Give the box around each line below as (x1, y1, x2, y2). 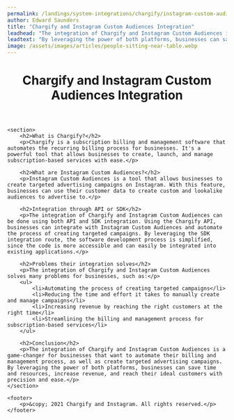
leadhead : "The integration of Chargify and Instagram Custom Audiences (7, 29, 223, 37)
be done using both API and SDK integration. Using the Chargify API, (7, 218, 217, 225)
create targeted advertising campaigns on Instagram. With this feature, (7, 182, 226, 189)
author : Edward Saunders (7, 17, 79, 24)
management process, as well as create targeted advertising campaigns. (7, 358, 223, 366)
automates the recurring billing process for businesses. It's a (7, 145, 201, 152)
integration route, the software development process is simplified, (7, 236, 214, 244)
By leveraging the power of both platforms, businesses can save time (7, 364, 217, 371)
